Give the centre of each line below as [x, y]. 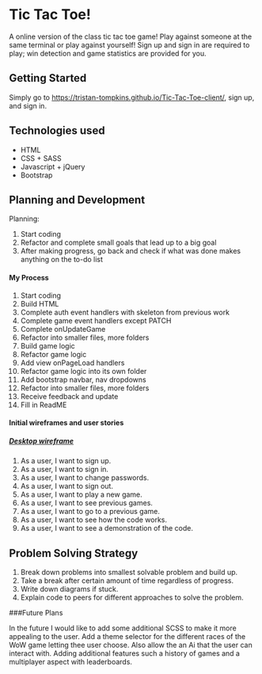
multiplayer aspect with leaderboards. [71, 661]
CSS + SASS [41, 158]
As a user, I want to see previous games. [87, 503]
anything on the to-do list [62, 260]
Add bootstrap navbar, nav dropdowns [83, 379]
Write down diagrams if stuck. [69, 588]
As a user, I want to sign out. [67, 486]
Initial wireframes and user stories [66, 423]
